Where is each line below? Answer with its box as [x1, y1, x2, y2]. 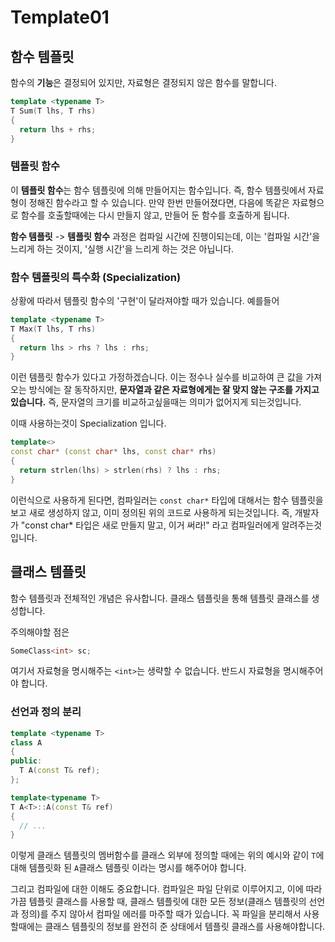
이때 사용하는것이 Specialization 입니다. [10, 417, 167, 430]
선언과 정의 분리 [10, 705, 82, 719]
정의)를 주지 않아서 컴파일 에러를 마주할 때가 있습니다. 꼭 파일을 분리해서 [20, 908, 302, 920]
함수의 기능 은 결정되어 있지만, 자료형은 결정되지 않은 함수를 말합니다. [10, 77, 277, 88]
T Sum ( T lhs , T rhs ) [10, 106, 97, 116]
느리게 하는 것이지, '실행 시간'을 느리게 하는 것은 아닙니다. [10, 242, 235, 255]
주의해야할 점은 [10, 626, 70, 638]
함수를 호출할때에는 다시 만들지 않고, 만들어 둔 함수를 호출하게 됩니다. [20, 209, 290, 221]
